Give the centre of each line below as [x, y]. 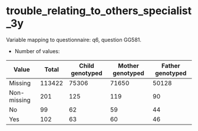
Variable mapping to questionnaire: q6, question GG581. [74, 40]
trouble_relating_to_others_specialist [99, 11]
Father [171, 65]
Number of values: [37, 51]
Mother [128, 65]
